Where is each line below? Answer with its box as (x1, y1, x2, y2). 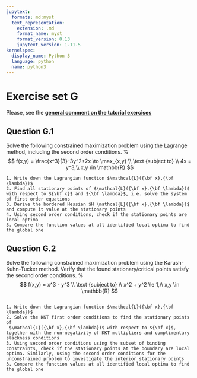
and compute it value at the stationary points (6, 207, 126, 212)
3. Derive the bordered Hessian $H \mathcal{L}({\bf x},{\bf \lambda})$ (6, 201, 190, 208)
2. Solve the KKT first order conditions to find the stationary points (6, 314, 190, 320)
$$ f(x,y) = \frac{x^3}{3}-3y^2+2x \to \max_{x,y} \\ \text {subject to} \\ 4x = (8, 158, 192, 165)
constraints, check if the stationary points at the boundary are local (6, 345, 190, 351)
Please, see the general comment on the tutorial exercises (6, 109, 152, 116)
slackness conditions (6, 335, 60, 341)
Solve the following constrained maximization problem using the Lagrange (6, 142, 188, 149)
